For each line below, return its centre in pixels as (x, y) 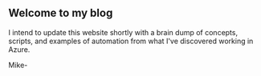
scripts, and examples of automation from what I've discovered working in (131, 41)
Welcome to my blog (61, 13)
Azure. (19, 49)
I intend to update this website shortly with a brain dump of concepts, (123, 32)
